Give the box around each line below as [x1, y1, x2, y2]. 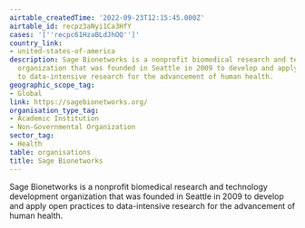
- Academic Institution [9, 114, 100, 123]
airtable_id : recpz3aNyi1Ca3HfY [9, 22, 132, 31]
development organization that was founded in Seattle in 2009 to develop [9, 191, 284, 202]
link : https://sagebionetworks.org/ [9, 97, 148, 107]
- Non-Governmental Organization [9, 123, 136, 132]
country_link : [9, 38, 64, 48]
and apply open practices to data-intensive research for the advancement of [9, 200, 296, 211]
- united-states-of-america [9, 47, 116, 56]
